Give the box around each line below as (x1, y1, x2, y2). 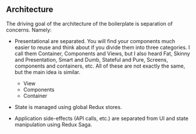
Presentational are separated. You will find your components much (14, 37, 176, 44)
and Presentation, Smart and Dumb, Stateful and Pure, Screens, (14, 56, 169, 63)
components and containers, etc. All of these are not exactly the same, (14, 62, 185, 69)
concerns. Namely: (6, 26, 52, 33)
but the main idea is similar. (14, 68, 81, 75)
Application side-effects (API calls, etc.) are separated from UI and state (14, 115, 189, 122)
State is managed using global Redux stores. (14, 103, 122, 110)
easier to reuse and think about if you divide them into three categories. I (14, 44, 190, 51)
